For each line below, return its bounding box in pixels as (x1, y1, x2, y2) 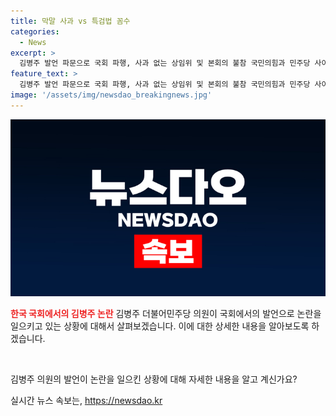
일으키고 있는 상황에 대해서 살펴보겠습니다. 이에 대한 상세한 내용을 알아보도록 (10, 320, 310, 332)
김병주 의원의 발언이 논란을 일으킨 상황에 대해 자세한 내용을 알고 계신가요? (10, 373, 298, 385)
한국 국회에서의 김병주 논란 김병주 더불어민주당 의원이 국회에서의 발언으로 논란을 (10, 308, 322, 320)
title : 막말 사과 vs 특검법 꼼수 (10, 16, 131, 26)
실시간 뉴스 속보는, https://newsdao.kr (10, 395, 163, 407)
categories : (10, 26, 60, 37)
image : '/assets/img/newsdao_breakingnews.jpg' (10, 90, 213, 100)
